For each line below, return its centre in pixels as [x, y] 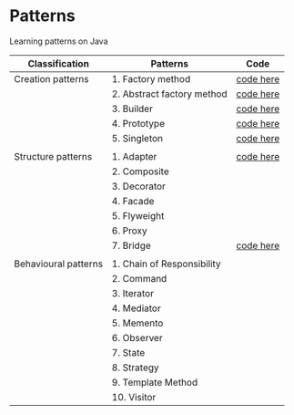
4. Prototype [138, 123]
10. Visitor [134, 397]
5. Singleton [137, 138]
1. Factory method [151, 78]
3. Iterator [133, 293]
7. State [128, 352]
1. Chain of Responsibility [166, 264]
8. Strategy [135, 368]
